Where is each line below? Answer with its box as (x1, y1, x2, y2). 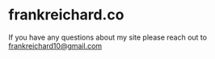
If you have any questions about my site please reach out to (8, 32, 208, 42)
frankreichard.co (8, 6, 124, 24)
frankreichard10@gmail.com (8, 40, 103, 50)
